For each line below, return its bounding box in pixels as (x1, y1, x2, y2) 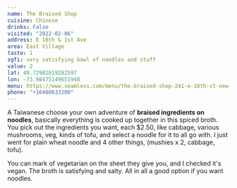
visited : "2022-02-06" (7, 30, 74, 37)
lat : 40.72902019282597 (7, 69, 78, 76)
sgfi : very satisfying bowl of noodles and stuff (7, 56, 157, 63)
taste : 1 (7, 50, 33, 57)
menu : (7, 82, 23, 89)
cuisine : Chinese (7, 17, 59, 24)
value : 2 (7, 63, 33, 70)
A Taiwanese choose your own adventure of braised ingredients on (7, 108, 205, 117)
